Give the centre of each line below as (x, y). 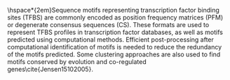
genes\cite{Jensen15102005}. (50, 69)
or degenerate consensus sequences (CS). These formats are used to (108, 25)
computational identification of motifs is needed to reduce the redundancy (115, 47)
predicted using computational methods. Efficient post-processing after (110, 40)
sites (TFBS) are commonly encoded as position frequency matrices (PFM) (115, 17)
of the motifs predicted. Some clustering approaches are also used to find (114, 54)
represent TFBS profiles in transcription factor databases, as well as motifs (115, 32)
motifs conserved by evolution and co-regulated (77, 62)
